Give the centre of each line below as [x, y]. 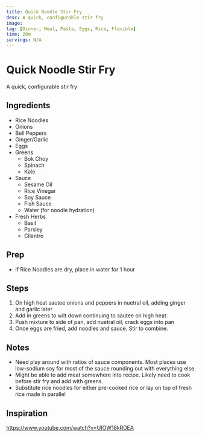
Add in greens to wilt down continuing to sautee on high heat [91, 316]
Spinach [34, 165]
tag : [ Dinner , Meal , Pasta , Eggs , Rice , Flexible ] [71, 29]
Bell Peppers [31, 133]
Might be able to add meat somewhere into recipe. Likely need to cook [103, 375]
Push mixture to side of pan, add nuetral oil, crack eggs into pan [95, 322]
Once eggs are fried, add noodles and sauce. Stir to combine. [91, 329]
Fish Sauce [38, 204]
